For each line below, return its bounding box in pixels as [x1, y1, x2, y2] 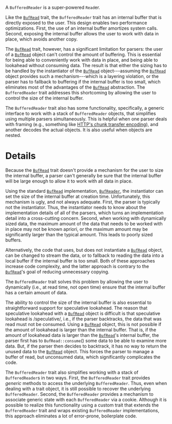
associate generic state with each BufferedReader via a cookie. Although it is [5, 396, 167, 402]
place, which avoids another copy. [5, 36, 78, 42]
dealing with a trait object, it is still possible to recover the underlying [5, 386, 151, 392]
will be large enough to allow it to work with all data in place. [5, 178, 133, 184]
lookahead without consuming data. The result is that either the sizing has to [5, 63, 167, 68]
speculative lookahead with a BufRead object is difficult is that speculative [5, 310, 161, 316]
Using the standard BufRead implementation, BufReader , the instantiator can [5, 188, 164, 194]
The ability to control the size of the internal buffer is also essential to [5, 299, 152, 306]
